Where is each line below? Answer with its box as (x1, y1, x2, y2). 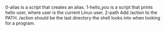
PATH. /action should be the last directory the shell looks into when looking (5, 15, 160, 20)
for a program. (5, 20, 35, 26)
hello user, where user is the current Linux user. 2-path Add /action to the (5, 9, 157, 15)
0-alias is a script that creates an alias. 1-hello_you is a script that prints (5, 4, 153, 10)
